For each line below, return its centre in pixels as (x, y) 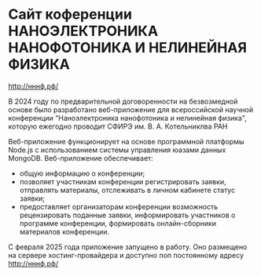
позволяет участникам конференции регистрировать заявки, (123, 181)
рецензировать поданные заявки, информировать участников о (127, 215)
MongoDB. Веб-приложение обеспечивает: (81, 158)
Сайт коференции (70, 15)
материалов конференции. (64, 231)
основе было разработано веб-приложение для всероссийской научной (131, 109)
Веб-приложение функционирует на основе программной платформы (126, 141)
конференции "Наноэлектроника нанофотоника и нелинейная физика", (128, 118)
